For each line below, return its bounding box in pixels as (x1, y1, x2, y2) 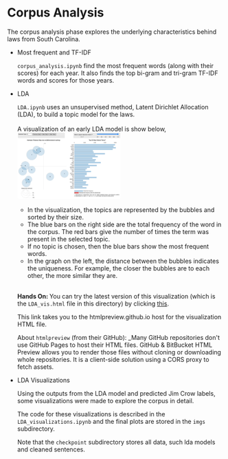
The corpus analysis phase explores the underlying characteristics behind (7, 28, 217, 36)
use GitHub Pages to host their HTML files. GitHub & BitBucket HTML (16, 341, 213, 349)
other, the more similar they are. (27, 271, 118, 279)
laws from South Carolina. (7, 34, 80, 43)
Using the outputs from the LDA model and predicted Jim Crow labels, (16, 389, 216, 397)
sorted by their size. (27, 213, 84, 221)
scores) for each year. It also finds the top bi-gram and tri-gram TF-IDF (16, 69, 218, 77)
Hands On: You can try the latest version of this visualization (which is (16, 292, 216, 300)
